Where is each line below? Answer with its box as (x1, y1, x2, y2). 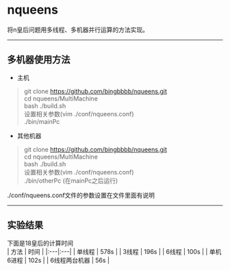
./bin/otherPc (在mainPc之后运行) (23, 177, 118, 185)
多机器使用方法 (7, 54, 71, 66)
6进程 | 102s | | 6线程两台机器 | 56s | (7, 256, 110, 264)
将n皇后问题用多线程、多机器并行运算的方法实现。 (7, 25, 149, 34)
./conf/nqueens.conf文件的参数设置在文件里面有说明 (7, 191, 155, 199)
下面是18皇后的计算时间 (7, 239, 74, 247)
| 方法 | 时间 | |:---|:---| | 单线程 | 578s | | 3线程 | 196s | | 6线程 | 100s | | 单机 (7, 247, 222, 255)
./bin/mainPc (23, 117, 60, 125)
